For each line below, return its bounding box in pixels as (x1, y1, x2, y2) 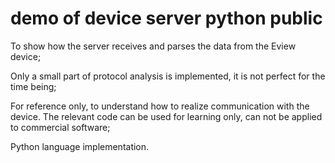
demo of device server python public (10, 7, 323, 30)
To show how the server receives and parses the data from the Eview (10, 40, 297, 52)
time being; (10, 80, 57, 92)
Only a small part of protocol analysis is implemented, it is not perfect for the (10, 70, 326, 82)
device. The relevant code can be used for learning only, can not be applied (10, 110, 323, 122)
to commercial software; (10, 121, 111, 133)
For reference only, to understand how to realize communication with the (10, 100, 310, 112)
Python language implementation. (10, 140, 150, 152)
